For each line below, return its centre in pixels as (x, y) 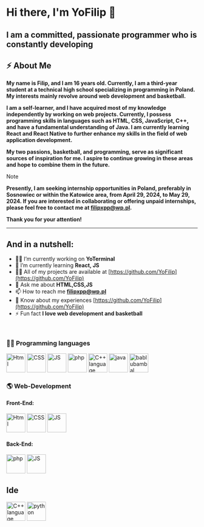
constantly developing (50, 44)
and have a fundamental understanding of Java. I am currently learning (98, 127)
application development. (39, 140)
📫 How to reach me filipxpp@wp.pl (60, 291)
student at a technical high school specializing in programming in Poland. (101, 90)
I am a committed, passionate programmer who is (102, 35)
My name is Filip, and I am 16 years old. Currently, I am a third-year (92, 83)
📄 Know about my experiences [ (55, 301)
